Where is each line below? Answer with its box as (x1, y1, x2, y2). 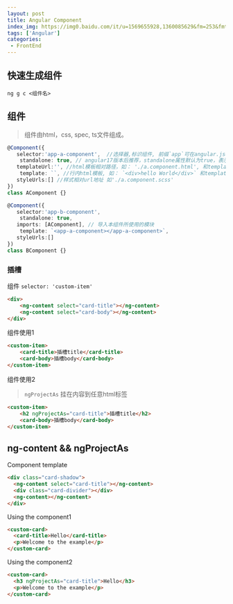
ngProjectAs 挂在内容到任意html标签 (24, 389, 128, 398)
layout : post (7, 10, 45, 17)
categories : (7, 36, 42, 43)
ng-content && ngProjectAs (7, 442, 129, 454)
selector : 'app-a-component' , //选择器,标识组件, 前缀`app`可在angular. (16, 151, 220, 158)
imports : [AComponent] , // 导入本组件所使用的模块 (16, 221, 155, 228)
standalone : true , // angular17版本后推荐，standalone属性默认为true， (19, 157, 218, 164)
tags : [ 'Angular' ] (7, 29, 60, 37)
